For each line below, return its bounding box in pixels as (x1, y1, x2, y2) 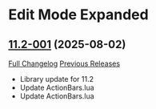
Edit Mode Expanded (8, 6, 150, 24)
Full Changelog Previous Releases (8, 59, 121, 68)
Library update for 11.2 (19, 75, 94, 83)
